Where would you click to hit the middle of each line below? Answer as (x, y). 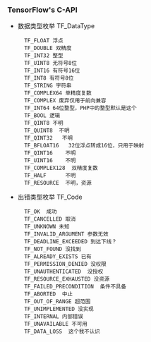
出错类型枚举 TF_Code (50, 197)
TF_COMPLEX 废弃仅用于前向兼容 (65, 101)
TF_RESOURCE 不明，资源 (58, 183)
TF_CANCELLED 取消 (50, 219)
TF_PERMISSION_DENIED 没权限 (66, 264)
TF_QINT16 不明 (50, 153)
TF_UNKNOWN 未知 (47, 227)
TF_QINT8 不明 (44, 123)
